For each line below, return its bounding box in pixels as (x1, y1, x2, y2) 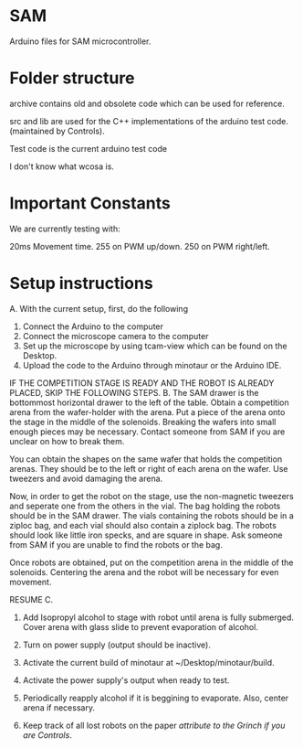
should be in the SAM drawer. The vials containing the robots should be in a (9, 509, 294, 521)
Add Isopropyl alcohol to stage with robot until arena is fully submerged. (22, 612, 295, 623)
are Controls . (22, 729, 73, 741)
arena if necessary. (22, 701, 96, 713)
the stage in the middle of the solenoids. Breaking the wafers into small (9, 416, 277, 427)
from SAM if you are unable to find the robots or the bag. (9, 539, 224, 550)
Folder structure (9, 68, 135, 89)
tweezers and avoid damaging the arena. (9, 473, 163, 484)
